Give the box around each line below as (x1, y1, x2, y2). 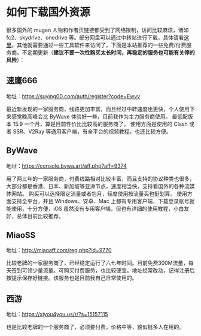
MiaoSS (6, 230, 36, 240)
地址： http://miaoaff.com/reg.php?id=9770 (6, 247, 112, 254)
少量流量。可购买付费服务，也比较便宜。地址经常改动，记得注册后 (32, 267, 195, 274)
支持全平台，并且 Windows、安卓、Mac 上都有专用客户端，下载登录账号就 (11, 197, 195, 204)
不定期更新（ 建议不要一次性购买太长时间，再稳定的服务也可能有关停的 (22, 49, 195, 56)
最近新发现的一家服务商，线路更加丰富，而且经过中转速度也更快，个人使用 (6, 105, 190, 113)
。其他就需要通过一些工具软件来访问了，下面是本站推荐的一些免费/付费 (11, 41, 187, 49)
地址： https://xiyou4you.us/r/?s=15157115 (6, 311, 109, 318)
